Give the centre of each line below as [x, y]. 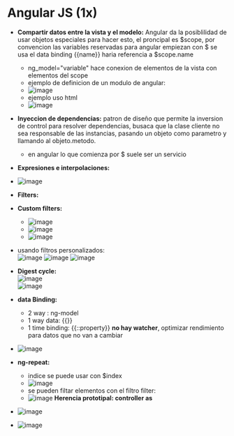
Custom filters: [40, 208]
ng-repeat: [34, 362]
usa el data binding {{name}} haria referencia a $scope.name [105, 54]
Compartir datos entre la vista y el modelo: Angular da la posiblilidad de [122, 32]
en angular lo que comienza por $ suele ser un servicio [107, 154]
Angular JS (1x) [52, 13]
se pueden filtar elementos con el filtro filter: [92, 390]
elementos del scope [58, 75]
